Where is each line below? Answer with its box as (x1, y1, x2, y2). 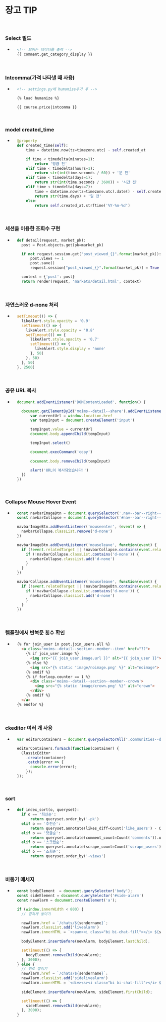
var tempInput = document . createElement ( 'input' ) (30, 418, 135, 423)
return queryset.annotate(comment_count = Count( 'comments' (30, 835, 153, 840)
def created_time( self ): (17, 143, 68, 148)
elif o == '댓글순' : (21, 830, 61, 835)
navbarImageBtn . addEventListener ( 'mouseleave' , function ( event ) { (17, 542, 157, 548)
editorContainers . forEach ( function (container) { (17, 746, 119, 751)
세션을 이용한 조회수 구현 (5, 225, 60, 232)
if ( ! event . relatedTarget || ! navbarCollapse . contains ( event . (21, 547, 153, 552)
